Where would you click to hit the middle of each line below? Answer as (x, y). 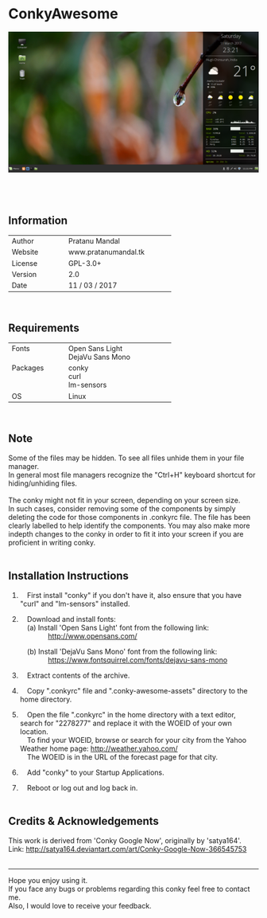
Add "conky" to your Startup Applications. (95, 772)
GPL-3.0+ (85, 263)
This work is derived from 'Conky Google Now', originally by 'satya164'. (125, 840)
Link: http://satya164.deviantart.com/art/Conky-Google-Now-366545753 (128, 849)
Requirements (44, 328)
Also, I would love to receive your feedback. (80, 905)
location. (34, 731)
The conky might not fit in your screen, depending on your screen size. (124, 500)
